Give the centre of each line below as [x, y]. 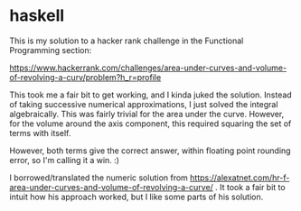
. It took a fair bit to [251, 187]
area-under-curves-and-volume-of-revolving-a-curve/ [112, 187]
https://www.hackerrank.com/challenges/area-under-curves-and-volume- [148, 68]
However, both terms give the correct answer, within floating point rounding [150, 151]
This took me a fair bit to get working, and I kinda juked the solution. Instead [150, 95]
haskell [37, 16]
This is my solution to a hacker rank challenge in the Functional [127, 41]
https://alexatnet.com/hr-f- [240, 178]
